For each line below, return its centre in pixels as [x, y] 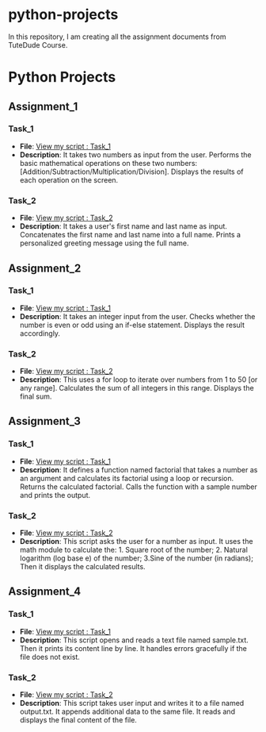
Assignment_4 [45, 592]
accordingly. [40, 333]
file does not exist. [50, 657]
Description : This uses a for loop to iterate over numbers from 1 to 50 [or [139, 379]
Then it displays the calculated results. [82, 567]
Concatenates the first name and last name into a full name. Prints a [130, 235]
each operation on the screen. [69, 179]
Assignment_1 [43, 106]
